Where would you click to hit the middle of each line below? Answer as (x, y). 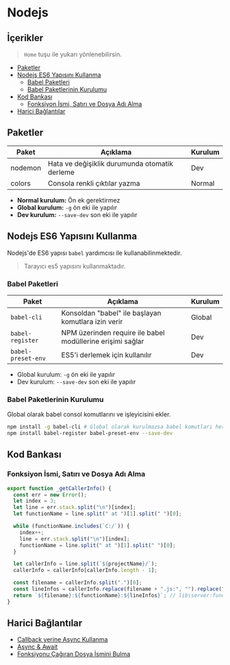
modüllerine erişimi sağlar (103, 341)
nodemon (26, 168)
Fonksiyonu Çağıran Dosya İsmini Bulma (74, 654)
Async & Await (37, 647)
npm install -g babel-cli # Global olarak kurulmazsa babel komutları (110, 427)
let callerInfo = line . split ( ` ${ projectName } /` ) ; (85, 564)
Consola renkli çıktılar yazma (94, 183)
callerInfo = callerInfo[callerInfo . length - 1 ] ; (85, 570)
